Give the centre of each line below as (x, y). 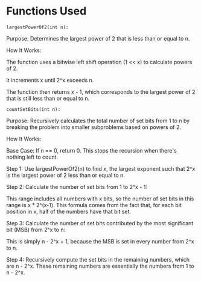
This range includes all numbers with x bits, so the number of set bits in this (100, 199)
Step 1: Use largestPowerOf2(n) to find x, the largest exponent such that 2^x (101, 168)
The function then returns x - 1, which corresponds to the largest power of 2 (101, 91)
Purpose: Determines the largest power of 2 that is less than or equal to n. (98, 38)
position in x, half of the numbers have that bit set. (69, 211)
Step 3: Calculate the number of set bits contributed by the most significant (100, 223)
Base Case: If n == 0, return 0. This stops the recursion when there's (91, 150)
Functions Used (46, 11)
